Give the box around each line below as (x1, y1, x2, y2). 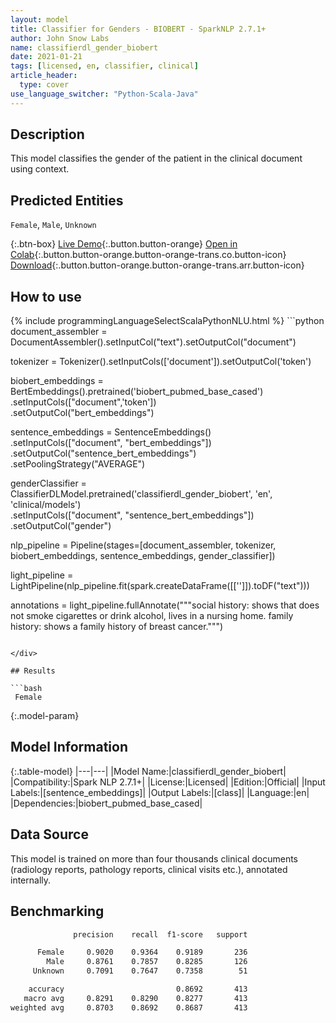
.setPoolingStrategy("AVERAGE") (10, 458, 146, 470)
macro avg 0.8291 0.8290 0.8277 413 (23, 993, 248, 1003)
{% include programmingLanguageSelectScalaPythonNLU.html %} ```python (10, 315, 325, 327)
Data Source (10, 826, 89, 843)
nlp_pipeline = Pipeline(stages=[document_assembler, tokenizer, (10, 539, 277, 551)
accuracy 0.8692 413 (28, 984, 248, 994)
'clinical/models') (10, 499, 82, 511)
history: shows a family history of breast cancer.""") (10, 621, 224, 633)
